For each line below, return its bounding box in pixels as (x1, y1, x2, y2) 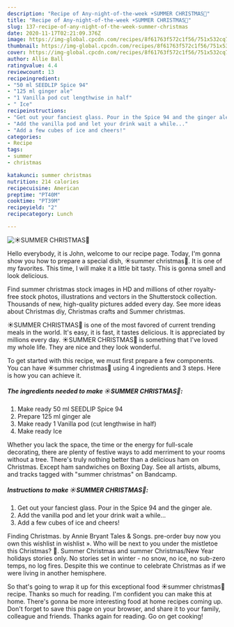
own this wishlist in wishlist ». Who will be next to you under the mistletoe (7, 539, 218, 548)
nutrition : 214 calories (7, 178, 79, 185)
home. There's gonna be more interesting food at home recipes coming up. (7, 597, 223, 605)
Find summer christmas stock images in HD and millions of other (7, 285, 193, 293)
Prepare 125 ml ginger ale (17, 412, 91, 420)
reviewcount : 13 (7, 68, 54, 75)
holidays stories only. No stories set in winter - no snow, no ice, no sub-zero (7, 554, 226, 562)
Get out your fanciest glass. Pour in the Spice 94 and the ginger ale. (17, 503, 212, 512)
